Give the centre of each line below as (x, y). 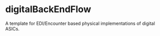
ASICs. (12, 28)
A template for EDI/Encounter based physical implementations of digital (80, 23)
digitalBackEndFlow (48, 9)
